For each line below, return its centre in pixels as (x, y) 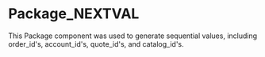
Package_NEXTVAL (74, 14)
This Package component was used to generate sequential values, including (133, 36)
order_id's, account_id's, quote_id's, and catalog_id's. (96, 44)
